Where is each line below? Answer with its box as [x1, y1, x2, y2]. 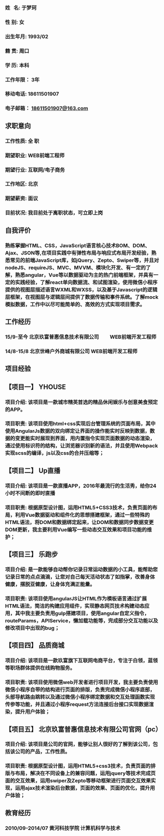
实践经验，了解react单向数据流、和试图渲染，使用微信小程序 [15, 279, 158, 285]
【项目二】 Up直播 [5, 466, 61, 475]
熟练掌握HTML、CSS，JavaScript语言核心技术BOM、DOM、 [5, 242, 150, 249]
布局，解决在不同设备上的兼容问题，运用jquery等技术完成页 [15, 770, 156, 777]
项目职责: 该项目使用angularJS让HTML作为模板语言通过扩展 [5, 595, 147, 602]
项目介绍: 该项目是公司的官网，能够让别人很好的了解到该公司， [5, 741, 153, 748]
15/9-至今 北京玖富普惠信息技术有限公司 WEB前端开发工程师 [5, 333, 157, 340]
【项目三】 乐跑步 [5, 550, 58, 558]
